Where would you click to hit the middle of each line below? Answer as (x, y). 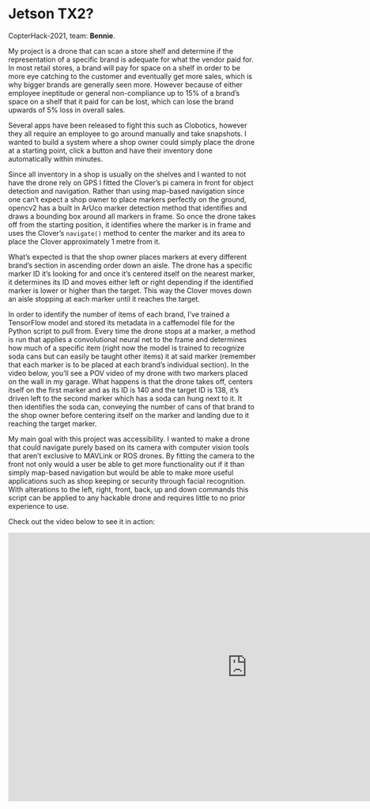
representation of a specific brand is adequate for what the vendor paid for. (131, 59)
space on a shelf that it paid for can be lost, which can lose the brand (121, 101)
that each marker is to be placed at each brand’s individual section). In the (129, 364)
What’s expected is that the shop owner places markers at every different (128, 256)
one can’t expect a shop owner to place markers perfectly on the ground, (127, 199)
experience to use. (39, 506)
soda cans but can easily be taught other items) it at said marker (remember (132, 356)
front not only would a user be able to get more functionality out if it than (126, 464)
